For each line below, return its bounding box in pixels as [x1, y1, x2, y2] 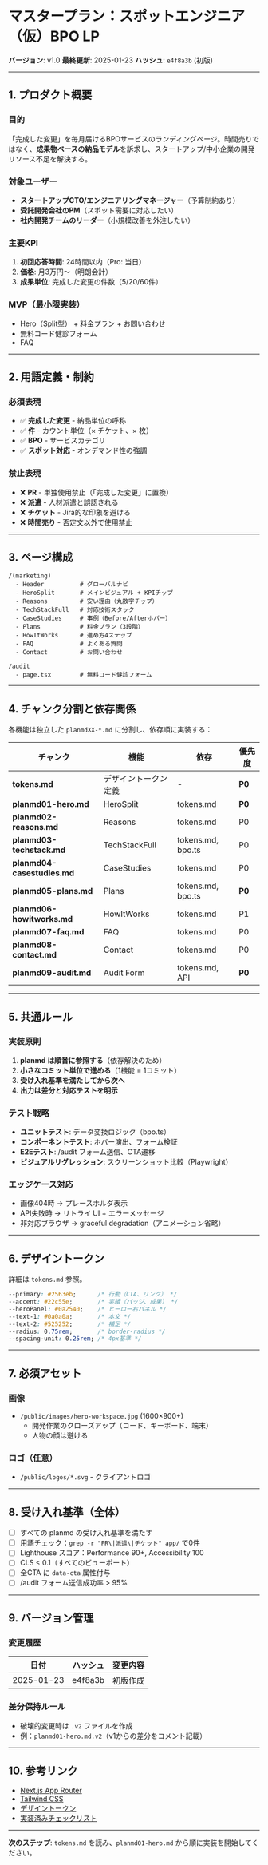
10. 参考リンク [8, 1764, 78, 1777]
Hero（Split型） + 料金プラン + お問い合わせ [19, 319, 166, 328]
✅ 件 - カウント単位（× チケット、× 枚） [19, 426, 154, 435]
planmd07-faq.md [12, 927, 85, 938]
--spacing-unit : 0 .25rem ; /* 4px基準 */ [8, 1335, 142, 1343]
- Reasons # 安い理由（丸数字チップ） [15, 597, 159, 605]
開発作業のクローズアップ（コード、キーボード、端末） [31, 1421, 213, 1430]
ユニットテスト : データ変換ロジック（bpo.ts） [19, 1127, 171, 1137]
